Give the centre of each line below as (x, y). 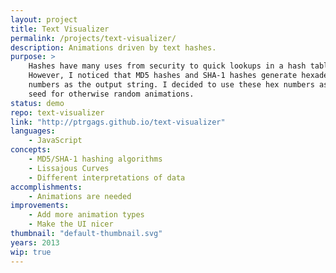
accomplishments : (46, 187)
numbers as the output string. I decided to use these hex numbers (171, 85)
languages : (33, 131)
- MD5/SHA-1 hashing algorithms (95, 159)
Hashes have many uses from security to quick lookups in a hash (167, 66)
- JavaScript (55, 141)
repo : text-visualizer (57, 112)
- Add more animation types (86, 215)
